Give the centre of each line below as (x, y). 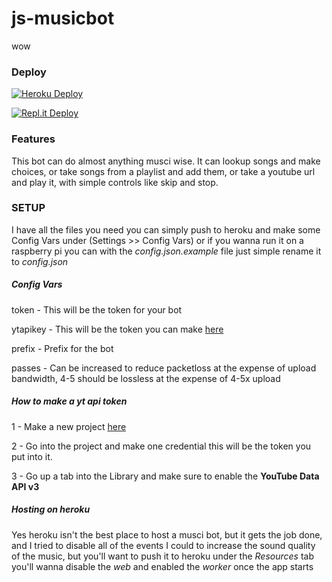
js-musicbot (63, 18)
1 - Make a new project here (69, 426)
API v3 (25, 486)
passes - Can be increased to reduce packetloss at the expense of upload (164, 368)
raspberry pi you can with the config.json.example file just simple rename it (166, 251)
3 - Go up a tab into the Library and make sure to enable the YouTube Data (165, 476)
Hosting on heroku (51, 509)
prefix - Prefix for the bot (62, 348)
